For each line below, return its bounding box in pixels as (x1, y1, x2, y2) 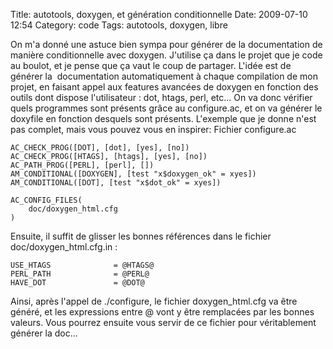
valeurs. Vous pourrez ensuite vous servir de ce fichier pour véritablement (10, 317, 317, 328)
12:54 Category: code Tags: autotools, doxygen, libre (10, 19, 228, 31)
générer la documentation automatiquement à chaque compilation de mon (10, 70, 318, 82)
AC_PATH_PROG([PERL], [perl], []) (10, 160, 155, 170)
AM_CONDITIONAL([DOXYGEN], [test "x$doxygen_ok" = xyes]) (10, 169, 257, 179)
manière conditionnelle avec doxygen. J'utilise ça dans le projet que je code (10, 49, 323, 61)
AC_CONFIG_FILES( (10, 195, 83, 205)
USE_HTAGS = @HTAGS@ (10, 260, 155, 270)
